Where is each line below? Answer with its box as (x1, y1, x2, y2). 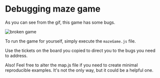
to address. (5, 52, 28, 59)
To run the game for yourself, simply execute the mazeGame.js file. (5, 38, 136, 44)
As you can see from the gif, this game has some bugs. (5, 19, 116, 25)
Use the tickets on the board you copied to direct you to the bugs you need (5, 47, 156, 53)
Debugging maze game (5, 3, 101, 15)
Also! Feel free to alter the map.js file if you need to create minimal (5, 62, 138, 68)
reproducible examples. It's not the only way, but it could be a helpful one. (5, 67, 154, 73)
